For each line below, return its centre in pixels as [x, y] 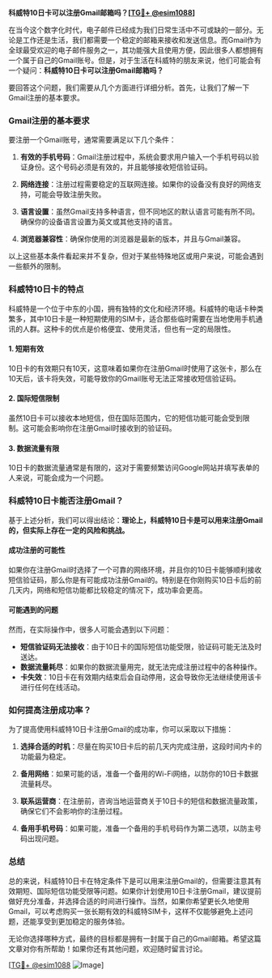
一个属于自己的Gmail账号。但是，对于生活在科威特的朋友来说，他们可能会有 [135, 60]
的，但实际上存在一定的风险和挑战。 [69, 530]
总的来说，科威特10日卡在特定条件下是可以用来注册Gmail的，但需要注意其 [132, 881]
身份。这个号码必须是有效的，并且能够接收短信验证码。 [119, 167]
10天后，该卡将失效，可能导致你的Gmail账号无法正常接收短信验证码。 [124, 378]
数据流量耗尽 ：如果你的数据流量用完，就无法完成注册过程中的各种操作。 [140, 666]
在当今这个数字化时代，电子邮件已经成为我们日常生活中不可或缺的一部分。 [132, 30]
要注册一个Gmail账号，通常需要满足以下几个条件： [92, 140]
